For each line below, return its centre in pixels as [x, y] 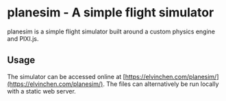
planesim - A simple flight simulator [111, 13]
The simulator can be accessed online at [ [66, 76]
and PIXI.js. [23, 38]
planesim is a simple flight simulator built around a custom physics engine [111, 31]
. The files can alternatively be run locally [161, 84]
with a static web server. [42, 91]
